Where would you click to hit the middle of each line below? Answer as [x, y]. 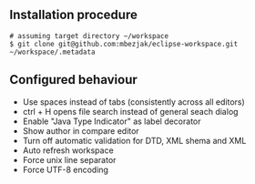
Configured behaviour [74, 80]
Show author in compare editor [81, 130]
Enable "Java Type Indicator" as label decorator [112, 121]
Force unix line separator [69, 159]
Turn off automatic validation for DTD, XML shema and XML [134, 140]
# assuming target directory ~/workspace [89, 36]
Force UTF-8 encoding [66, 169]
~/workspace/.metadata [52, 52]
